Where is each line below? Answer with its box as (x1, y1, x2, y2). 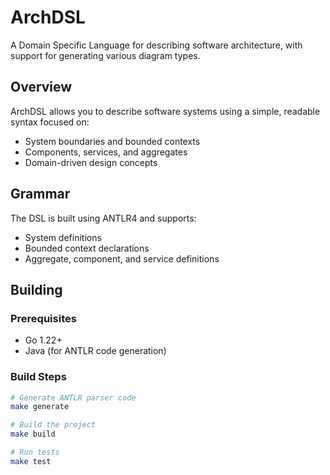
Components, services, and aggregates (24, 146, 188, 158)
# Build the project (10, 420, 97, 430)
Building (10, 281, 63, 298)
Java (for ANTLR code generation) (24, 345, 167, 357)
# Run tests (10, 447, 60, 458)
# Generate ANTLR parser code (10, 392, 137, 403)
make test (10, 456, 52, 466)
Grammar (10, 186, 71, 203)
